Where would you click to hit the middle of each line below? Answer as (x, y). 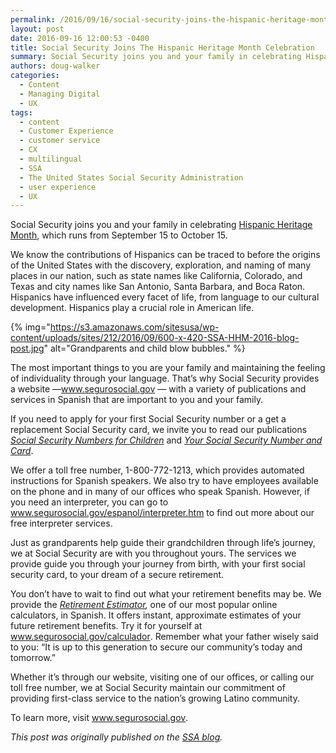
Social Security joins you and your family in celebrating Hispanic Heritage (161, 225)
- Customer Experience (66, 131)
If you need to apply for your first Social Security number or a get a (148, 419)
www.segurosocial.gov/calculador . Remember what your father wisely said (164, 637)
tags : (21, 112)
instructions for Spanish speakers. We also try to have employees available (164, 481)
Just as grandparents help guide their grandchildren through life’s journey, (163, 543)
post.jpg (27, 348)
